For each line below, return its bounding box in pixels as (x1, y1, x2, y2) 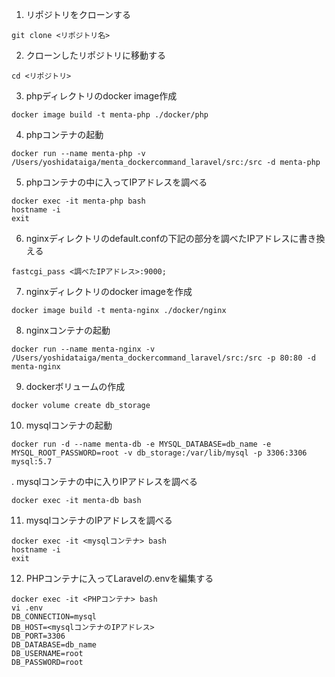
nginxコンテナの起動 (25, 324, 111, 336)
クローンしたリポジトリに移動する (25, 49, 167, 61)
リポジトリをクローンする (25, 9, 132, 20)
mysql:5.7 (11, 457, 53, 467)
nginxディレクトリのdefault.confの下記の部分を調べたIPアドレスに (25, 233, 299, 244)
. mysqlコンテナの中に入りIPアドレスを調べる (11, 476, 198, 487)
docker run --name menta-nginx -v (11, 344, 156, 354)
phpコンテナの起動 (25, 129, 104, 140)
